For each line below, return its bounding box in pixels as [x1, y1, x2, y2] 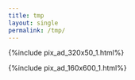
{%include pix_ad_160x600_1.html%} [8, 63, 127, 73]
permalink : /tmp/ [8, 26, 66, 34]
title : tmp [8, 11, 44, 20]
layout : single [8, 19, 59, 27]
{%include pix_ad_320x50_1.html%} [8, 48, 125, 58]
